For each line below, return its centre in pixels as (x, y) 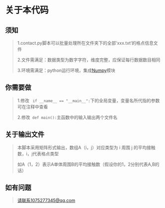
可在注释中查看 (32, 106)
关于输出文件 (25, 135)
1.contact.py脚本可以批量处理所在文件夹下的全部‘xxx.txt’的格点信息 (85, 43)
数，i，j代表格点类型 (38, 154)
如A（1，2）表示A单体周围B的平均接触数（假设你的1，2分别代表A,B (86, 164)
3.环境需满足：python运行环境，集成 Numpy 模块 (66, 70)
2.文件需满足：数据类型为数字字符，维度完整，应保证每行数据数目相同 (89, 60)
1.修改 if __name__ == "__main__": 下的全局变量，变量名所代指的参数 (88, 101)
